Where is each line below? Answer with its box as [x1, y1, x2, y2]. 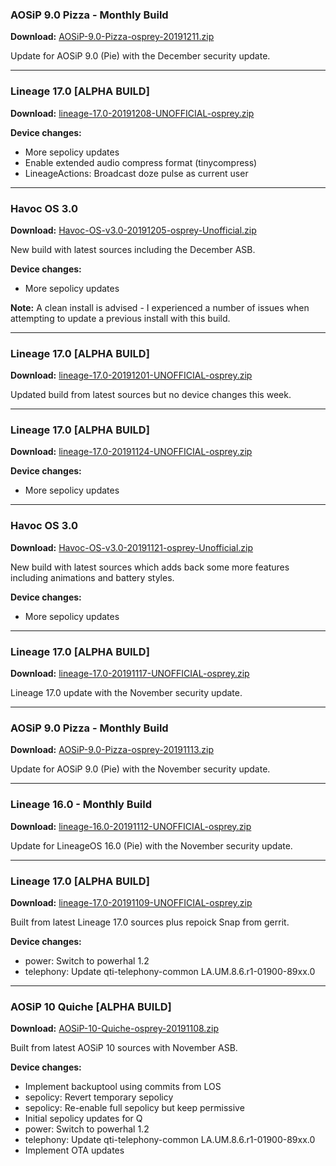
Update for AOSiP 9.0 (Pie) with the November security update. [10, 763, 271, 775]
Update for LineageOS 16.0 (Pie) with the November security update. [10, 839, 293, 852]
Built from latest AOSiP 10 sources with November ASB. [10, 1042, 238, 1054]
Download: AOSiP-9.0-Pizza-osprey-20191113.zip [10, 744, 215, 756]
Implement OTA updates [24, 1144, 125, 1157]
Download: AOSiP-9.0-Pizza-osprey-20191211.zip [10, 31, 215, 43]
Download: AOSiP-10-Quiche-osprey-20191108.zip [10, 1023, 220, 1035]
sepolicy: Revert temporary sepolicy [24, 1091, 174, 1103]
